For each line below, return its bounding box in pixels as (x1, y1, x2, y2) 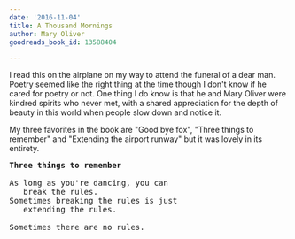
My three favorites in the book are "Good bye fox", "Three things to (9, 125, 254, 135)
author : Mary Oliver (9, 29, 86, 38)
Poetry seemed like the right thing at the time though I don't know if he (9, 79, 268, 89)
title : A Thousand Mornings (9, 21, 113, 30)
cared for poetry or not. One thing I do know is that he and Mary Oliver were (9, 89, 286, 99)
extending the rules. (23, 204, 117, 215)
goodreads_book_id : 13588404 (9, 37, 117, 47)
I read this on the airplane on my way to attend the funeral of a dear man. (9, 70, 276, 81)
